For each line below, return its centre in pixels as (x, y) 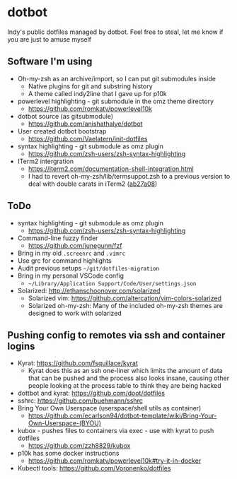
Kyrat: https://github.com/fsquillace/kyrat (77, 363)
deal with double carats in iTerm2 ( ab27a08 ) (93, 184)
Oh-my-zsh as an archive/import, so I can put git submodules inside (116, 78)
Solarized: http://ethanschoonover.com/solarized (89, 290)
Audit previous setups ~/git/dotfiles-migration (88, 268)
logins (21, 346)
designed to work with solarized (75, 313)
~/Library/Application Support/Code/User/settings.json (112, 283)
